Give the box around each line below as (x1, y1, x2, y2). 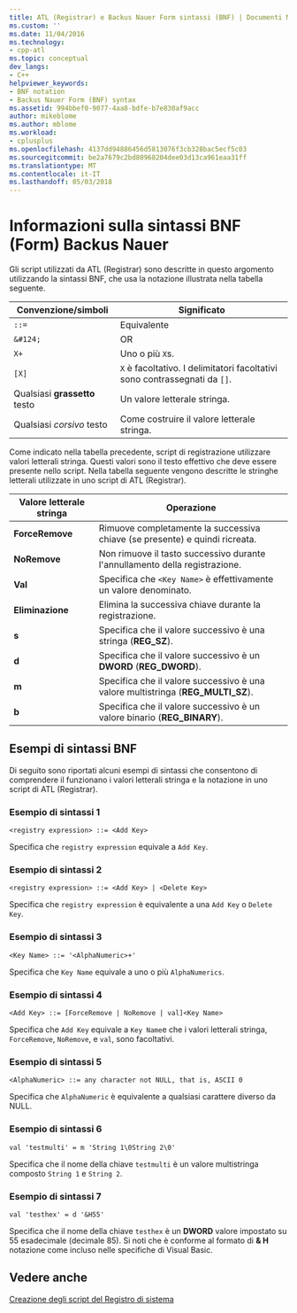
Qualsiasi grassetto (13, 387, 95, 400)
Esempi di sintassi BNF (9, 742, 137, 757)
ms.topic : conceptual (9, 54, 89, 63)
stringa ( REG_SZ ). (98, 635, 174, 648)
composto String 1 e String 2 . (9, 1168, 123, 1178)
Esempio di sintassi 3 (9, 931, 103, 944)
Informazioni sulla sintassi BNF (9, 216, 241, 236)
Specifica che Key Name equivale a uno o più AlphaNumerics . (9, 967, 225, 977)
